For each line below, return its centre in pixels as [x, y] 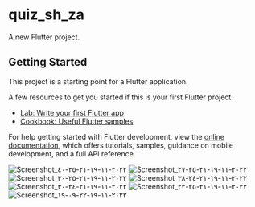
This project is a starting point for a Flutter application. [98, 81]
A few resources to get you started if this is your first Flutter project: [121, 97]
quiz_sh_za [46, 15]
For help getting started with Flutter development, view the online [117, 136]
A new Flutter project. [44, 37]
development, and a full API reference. [72, 153]
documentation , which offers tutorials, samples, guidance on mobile [121, 145]
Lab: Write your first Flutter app [72, 112]
